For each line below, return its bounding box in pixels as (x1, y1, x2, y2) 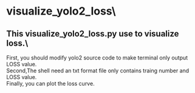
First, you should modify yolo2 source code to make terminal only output (6, 54, 188, 61)
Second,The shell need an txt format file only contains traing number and (6, 67, 190, 74)
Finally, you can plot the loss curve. (6, 80, 95, 87)
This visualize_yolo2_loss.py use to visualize (6, 29, 179, 39)
